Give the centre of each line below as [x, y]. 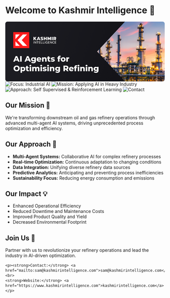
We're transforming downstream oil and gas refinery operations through [80, 117]
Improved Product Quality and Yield [50, 217]
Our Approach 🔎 [31, 144]
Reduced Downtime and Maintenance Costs [58, 211]
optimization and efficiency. [34, 128]
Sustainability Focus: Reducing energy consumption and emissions [83, 178]
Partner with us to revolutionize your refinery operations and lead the [77, 250]
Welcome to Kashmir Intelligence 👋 [80, 10]
